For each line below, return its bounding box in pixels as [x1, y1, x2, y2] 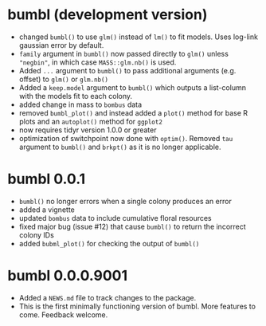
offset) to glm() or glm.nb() [18, 74, 109, 84]
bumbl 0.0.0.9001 [7, 267, 128, 285]
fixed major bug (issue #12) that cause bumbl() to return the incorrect [18, 222, 246, 231]
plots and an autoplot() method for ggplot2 [18, 116, 162, 126]
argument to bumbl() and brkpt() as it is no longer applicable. [18, 142, 221, 151]
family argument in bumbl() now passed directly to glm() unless [18, 49, 229, 58]
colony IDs [18, 230, 55, 240]
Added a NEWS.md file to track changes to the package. [18, 293, 197, 302]
